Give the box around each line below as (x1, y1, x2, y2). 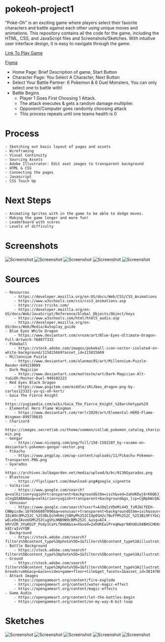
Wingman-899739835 (5, 414, 43, 419)
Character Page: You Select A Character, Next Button (12, 74, 120, 80)
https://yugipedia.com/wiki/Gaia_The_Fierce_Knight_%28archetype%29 (5, 401, 148, 406)
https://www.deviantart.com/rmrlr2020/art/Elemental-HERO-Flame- (18, 410, 155, 415)
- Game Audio (5, 590, 32, 595)
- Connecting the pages (5, 170, 54, 175)
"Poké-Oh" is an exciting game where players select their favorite (5, 20, 137, 26)
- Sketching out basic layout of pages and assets (5, 144, 111, 149)
